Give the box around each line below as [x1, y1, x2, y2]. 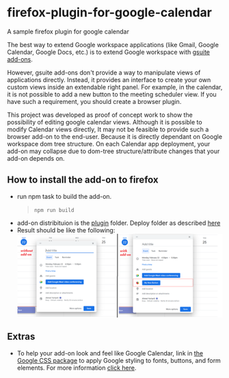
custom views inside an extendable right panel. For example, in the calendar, [7, 83, 223, 91]
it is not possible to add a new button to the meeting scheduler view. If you [7, 90, 217, 98]
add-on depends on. [7, 154, 65, 162]
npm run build [33, 206, 75, 213]
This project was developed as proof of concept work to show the [7, 111, 193, 119]
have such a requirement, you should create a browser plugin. [7, 97, 182, 105]
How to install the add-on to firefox [7, 174, 159, 186]
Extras [7, 331, 36, 342]
